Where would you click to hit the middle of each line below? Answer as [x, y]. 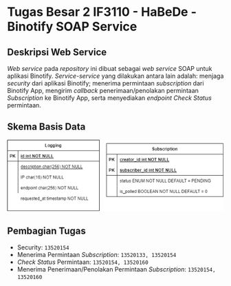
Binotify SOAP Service [72, 27]
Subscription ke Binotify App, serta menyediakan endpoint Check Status [109, 98]
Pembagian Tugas [46, 231]
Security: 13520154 [43, 247]
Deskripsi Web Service [57, 52]
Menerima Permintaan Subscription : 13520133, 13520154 [97, 254]
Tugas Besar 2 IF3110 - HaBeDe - [102, 12]
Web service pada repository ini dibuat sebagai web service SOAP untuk [110, 69]
